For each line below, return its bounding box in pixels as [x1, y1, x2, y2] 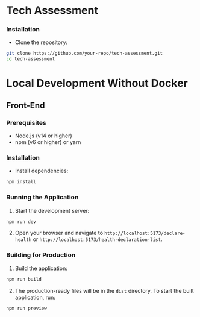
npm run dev [6, 218, 36, 225]
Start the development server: [14, 207, 90, 214]
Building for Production [6, 251, 76, 259]
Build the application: [14, 265, 67, 272]
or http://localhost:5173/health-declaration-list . [33, 236, 163, 243]
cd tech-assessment [6, 56, 55, 62]
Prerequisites [6, 118, 46, 127]
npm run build [6, 276, 42, 282]
